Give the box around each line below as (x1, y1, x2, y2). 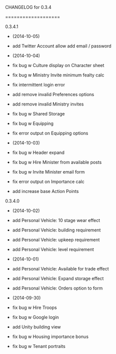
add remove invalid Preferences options (12, 91, 95, 97)
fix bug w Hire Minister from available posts (12, 159, 102, 165)
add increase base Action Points (12, 188, 79, 194)
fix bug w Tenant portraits (12, 343, 66, 349)
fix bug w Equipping (12, 120, 54, 126)
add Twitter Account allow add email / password (12, 43, 112, 49)
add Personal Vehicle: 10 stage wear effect (12, 217, 101, 223)
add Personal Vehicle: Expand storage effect (12, 275, 104, 281)
